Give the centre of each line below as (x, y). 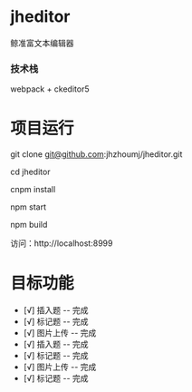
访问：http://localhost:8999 (62, 243)
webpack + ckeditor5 (50, 89)
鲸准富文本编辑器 (42, 43)
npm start (29, 207)
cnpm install (33, 190)
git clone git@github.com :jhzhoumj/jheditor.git (96, 154)
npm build (29, 225)
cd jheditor (30, 172)
